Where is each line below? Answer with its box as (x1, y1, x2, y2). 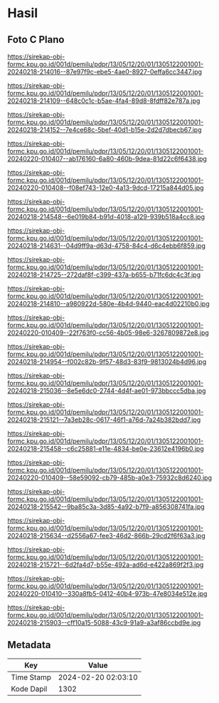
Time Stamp (11, 672, 52, 682)
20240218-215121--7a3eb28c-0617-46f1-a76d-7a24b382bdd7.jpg (7, 415, 201, 424)
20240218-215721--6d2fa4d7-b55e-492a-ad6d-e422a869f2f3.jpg (7, 560, 204, 569)
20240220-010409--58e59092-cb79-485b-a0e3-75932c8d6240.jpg (7, 473, 212, 482)
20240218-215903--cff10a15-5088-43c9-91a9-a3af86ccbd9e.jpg (7, 619, 201, 627)
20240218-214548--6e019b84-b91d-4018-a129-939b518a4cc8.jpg (7, 213, 205, 221)
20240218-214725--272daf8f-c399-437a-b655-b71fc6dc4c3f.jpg (7, 270, 201, 279)
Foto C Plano (7, 34, 65, 46)
